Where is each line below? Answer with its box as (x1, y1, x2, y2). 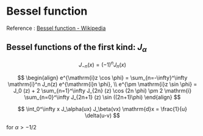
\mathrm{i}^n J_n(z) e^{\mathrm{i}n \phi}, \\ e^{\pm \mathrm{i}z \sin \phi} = (7, 81, 198, 88)
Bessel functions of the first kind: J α (6, 42, 148, 54)
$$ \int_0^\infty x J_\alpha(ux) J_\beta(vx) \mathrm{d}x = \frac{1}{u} (17, 106, 188, 113)
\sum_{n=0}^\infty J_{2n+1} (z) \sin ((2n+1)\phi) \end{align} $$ (24, 93, 181, 101)
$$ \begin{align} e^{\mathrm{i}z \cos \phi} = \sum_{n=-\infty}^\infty (17, 74, 188, 82)
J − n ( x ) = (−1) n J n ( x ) (79, 60, 126, 70)
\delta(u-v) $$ (84, 112, 121, 120)
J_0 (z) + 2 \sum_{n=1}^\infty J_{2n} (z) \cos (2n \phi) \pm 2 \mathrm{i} (13, 87, 192, 95)
